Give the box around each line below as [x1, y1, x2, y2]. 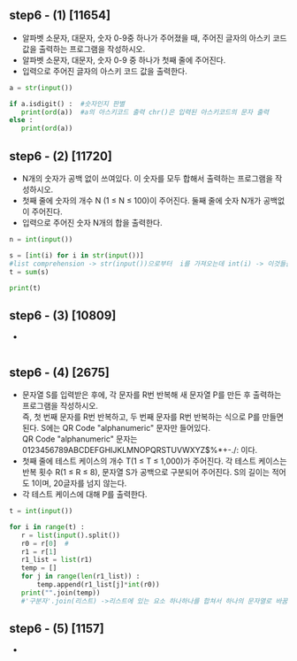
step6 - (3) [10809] [9, 308, 117, 323]
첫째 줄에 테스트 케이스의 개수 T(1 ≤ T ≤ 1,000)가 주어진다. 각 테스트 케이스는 [21, 456, 287, 466]
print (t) [9, 283, 42, 292]
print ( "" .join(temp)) [20, 588, 101, 597]
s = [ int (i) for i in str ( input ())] [9, 250, 144, 260]
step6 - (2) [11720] [9, 149, 112, 164]
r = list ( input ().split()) [20, 531, 121, 540]
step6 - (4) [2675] [9, 365, 110, 380]
